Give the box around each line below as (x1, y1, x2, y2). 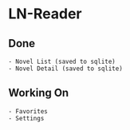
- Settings (8, 114, 45, 122)
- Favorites (8, 107, 48, 116)
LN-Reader (8, 5, 82, 23)
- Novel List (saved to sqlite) (8, 57, 116, 65)
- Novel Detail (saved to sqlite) (8, 65, 124, 73)
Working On (8, 86, 69, 100)
